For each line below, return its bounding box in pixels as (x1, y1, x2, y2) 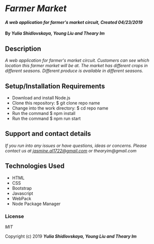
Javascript (12, 190, 33, 196)
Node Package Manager (12, 201, 61, 206)
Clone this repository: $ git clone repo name (12, 100, 100, 106)
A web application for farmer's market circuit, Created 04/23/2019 (5, 19, 143, 25)
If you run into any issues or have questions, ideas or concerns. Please (5, 142, 147, 149)
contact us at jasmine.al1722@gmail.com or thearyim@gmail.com (5, 148, 137, 153)
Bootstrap (12, 185, 32, 191)
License (5, 213, 24, 220)
